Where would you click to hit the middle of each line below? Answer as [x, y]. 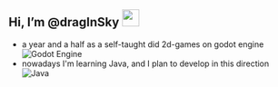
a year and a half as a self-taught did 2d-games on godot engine [143, 44]
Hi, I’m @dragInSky [64, 22]
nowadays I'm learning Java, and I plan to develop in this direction [145, 63]
